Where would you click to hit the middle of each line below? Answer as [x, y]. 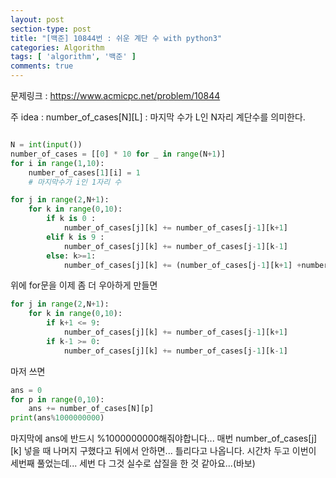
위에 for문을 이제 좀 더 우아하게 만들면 [84, 285]
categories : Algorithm [57, 47]
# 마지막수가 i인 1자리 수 [75, 182]
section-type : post [51, 29]
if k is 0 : [71, 219]
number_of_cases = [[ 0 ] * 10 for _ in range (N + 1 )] [118, 154]
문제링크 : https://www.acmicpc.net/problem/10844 [115, 95]
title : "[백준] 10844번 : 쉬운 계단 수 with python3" [116, 38]
